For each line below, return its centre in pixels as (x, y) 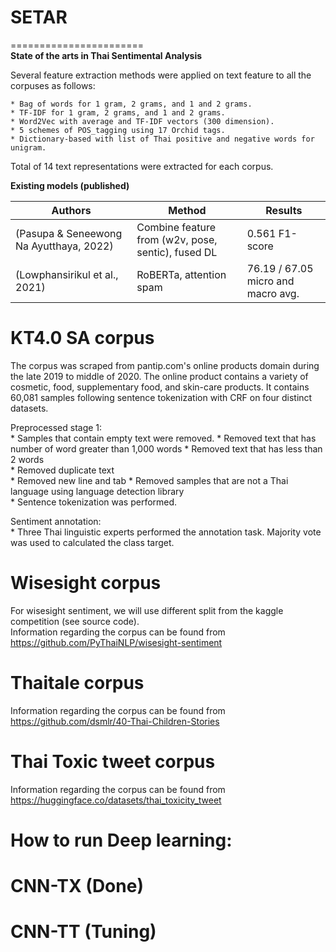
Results (284, 210)
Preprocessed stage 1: (56, 427)
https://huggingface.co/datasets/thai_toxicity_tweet (116, 800)
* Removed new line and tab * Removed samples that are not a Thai (149, 480)
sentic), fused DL (177, 252)
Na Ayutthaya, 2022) (64, 246)
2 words (27, 459)
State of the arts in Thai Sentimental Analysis (106, 55)
